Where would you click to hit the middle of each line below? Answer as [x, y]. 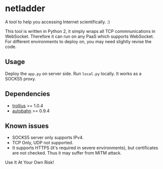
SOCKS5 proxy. [21, 78]
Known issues [27, 126]
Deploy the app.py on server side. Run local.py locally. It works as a [73, 74]
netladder [25, 8]
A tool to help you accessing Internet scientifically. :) [58, 22]
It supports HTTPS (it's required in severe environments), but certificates [85, 148]
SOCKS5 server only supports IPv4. [48, 138]
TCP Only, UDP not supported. [43, 143]
